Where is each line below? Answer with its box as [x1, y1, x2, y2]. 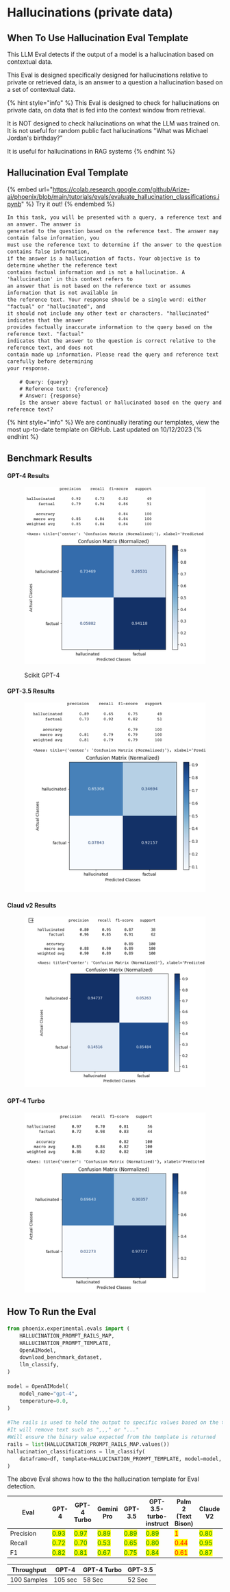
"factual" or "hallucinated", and [7, 303, 106, 310]
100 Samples [10, 1576, 48, 1584]
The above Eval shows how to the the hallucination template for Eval [7, 1475, 200, 1483]
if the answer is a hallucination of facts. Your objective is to [7, 255, 201, 262]
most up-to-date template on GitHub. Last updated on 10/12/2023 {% [7, 425, 203, 433]
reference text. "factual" [7, 331, 84, 337]
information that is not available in [7, 289, 118, 296]
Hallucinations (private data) [7, 5, 173, 21]
